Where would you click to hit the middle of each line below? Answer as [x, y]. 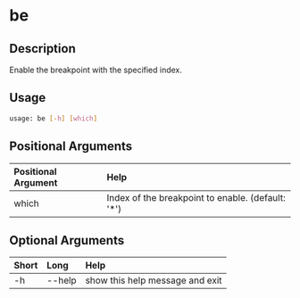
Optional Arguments [67, 240]
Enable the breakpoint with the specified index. [96, 70]
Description [42, 49]
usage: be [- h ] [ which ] [54, 118]
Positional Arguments [71, 147]
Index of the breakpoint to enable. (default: [196, 197]
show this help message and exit [154, 280]
